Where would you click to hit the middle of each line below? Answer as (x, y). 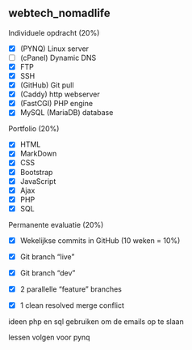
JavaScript (38, 181)
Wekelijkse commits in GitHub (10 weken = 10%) (100, 240)
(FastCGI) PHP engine (56, 104)
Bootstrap (36, 172)
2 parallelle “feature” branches (71, 289)
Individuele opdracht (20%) (54, 32)
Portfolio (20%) (34, 129)
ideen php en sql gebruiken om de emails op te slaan (96, 322)
